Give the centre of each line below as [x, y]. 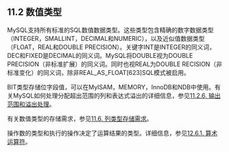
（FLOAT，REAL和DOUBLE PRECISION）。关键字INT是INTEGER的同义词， [111, 47]
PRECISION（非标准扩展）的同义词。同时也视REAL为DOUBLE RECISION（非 [115, 64]
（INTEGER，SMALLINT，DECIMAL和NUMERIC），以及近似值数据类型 [106, 38]
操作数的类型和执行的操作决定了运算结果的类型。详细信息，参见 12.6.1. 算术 [112, 133]
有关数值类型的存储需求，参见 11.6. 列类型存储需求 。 [80, 119]
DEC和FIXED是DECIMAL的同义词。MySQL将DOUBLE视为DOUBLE [100, 55]
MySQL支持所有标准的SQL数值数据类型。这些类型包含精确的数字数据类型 [110, 30]
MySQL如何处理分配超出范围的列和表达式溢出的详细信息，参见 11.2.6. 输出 [117, 95]
